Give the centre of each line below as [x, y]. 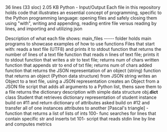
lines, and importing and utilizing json [44, 29]
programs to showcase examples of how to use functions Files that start [80, 44]
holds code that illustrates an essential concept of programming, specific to [83, 13]
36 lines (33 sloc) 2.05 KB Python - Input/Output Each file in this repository [83, 7]
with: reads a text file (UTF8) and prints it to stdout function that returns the [83, 49]
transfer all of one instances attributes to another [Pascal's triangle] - [77, 108]
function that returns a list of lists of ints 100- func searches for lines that [81, 113]
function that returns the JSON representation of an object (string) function [83, 71]
